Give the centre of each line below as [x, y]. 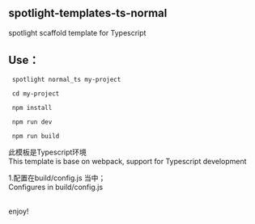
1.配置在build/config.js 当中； [57, 178]
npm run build [36, 136]
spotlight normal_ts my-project [66, 79]
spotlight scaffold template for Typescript [77, 32]
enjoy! [19, 211]
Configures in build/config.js [56, 187]
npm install [32, 108]
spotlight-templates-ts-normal [88, 13]
